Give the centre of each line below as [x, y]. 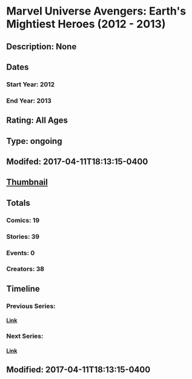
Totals [18, 203]
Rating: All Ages [37, 121]
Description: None [41, 46]
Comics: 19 [23, 220]
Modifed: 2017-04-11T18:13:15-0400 [77, 161]
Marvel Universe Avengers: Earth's [96, 11]
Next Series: [25, 336]
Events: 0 [21, 253]
